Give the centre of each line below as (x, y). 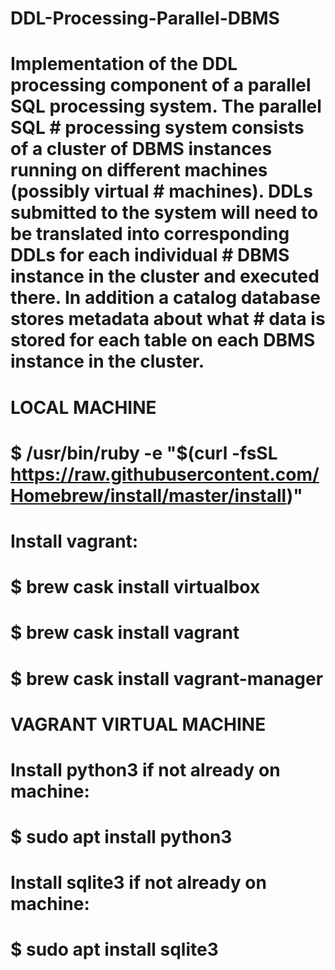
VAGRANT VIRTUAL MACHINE (138, 724)
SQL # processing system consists (157, 128)
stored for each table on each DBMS (163, 340)
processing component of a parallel (161, 85)
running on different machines (139, 170)
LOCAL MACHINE (83, 407)
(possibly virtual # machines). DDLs (161, 191)
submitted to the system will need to (164, 213)
